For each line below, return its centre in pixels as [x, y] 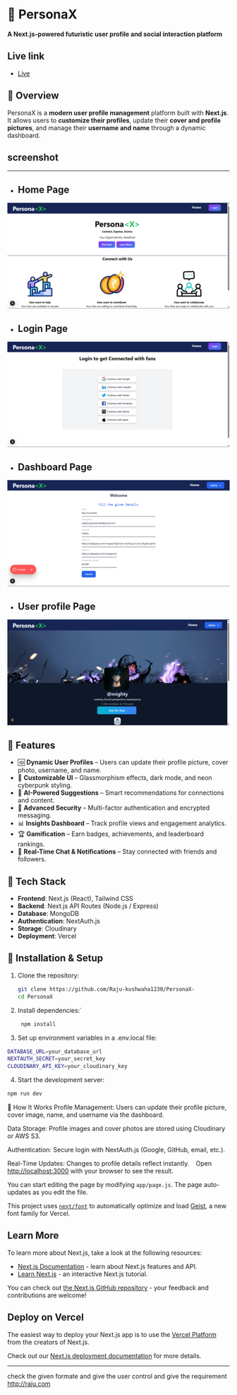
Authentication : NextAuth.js [59, 921]
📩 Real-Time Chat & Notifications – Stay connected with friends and [117, 851]
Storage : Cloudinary [47, 929]
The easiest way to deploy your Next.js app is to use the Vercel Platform [112, 1334]
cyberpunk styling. [45, 786]
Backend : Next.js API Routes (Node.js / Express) [88, 906]
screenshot [33, 157]
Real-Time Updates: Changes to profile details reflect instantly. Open [110, 1163]
